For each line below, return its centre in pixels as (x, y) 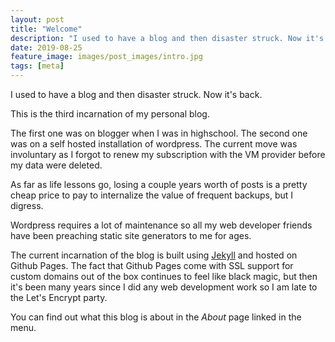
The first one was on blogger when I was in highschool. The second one (159, 133)
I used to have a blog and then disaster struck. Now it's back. (136, 94)
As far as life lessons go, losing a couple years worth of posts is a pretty (159, 184)
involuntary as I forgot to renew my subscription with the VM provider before (168, 154)
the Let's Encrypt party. (59, 297)
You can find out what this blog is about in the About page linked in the (156, 317)
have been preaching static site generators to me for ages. (131, 235)
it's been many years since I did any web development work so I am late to (164, 287)
